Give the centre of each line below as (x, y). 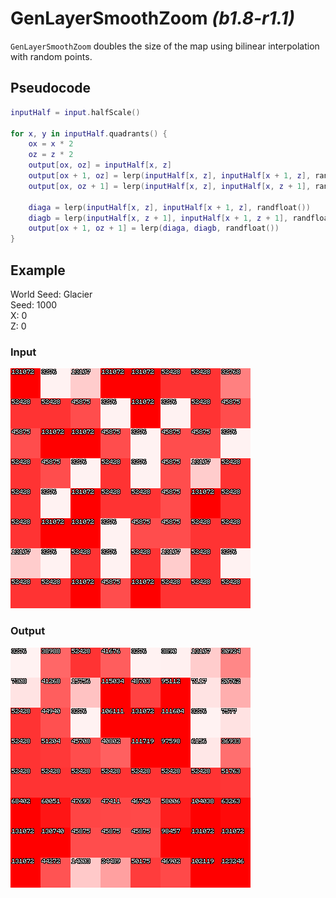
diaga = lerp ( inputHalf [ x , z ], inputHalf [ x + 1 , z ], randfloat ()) (169, 207)
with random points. (51, 56)
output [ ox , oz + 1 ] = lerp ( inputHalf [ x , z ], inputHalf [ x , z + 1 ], (170, 186)
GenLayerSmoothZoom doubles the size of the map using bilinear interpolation (165, 46)
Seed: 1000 (34, 304)
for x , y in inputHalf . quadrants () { (89, 133)
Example (38, 270)
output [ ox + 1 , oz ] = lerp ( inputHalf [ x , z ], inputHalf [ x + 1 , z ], (170, 176)
